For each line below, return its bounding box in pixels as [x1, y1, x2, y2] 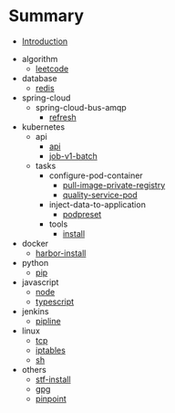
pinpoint [35, 393, 67, 404]
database [21, 72, 57, 83]
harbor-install [35, 248, 87, 259]
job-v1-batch [48, 150, 98, 161]
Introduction [21, 36, 68, 47]
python [21, 257, 49, 268]
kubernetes [21, 121, 66, 132]
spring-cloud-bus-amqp [35, 101, 127, 112]
